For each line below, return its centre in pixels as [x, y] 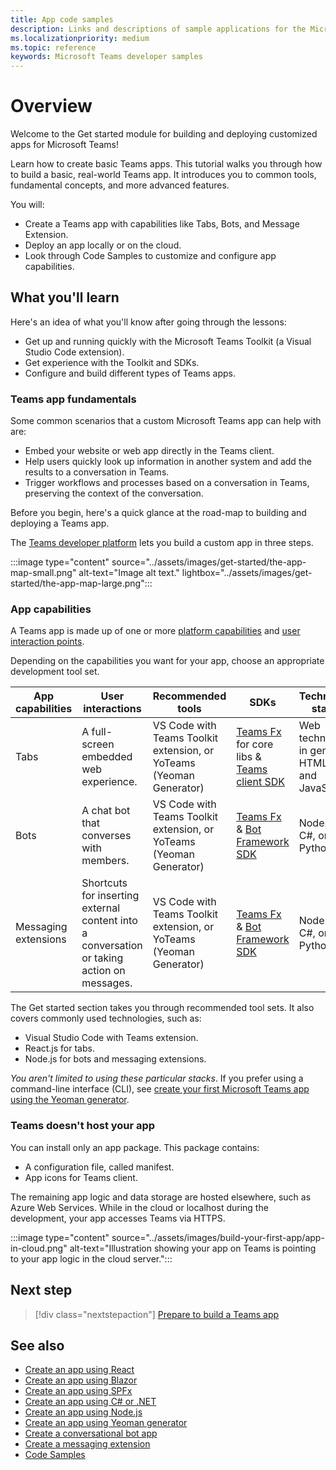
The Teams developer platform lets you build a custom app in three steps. [162, 543]
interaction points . [47, 642]
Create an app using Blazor [81, 1380]
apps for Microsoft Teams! [64, 145]
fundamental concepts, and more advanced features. [120, 185]
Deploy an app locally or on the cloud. [103, 245]
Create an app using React [79, 1370]
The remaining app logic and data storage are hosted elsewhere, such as [161, 1197]
